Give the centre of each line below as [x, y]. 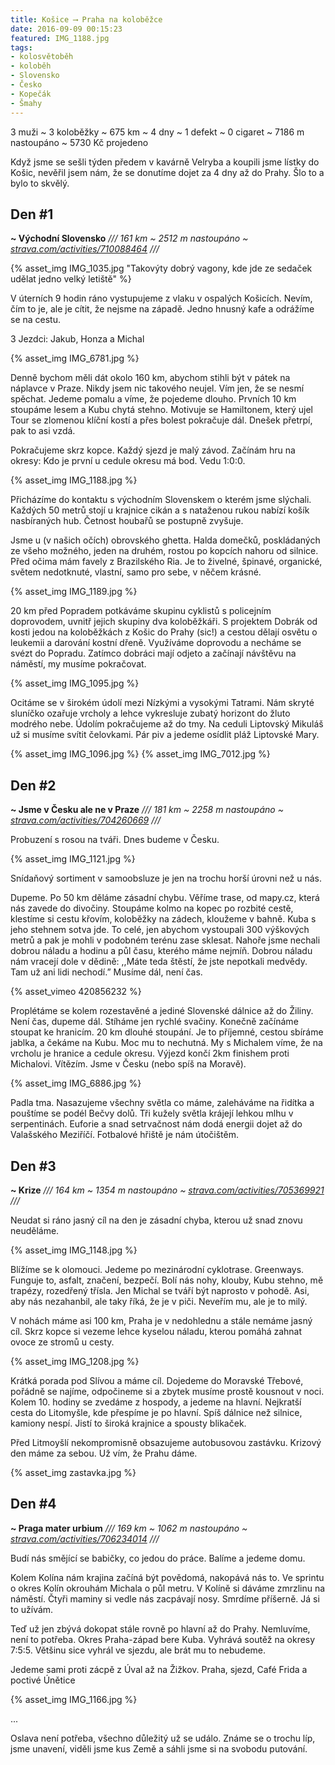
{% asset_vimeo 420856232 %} [76, 992]
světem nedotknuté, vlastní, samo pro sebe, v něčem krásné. [136, 572]
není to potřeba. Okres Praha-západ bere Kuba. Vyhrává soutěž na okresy [163, 1639]
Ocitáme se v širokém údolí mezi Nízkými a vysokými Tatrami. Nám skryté [162, 703]
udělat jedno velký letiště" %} [71, 279]
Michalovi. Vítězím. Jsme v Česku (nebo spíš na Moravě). [128, 1064]
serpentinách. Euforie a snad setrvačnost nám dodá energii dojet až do [156, 1124]
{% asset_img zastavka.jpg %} [73, 1472]
